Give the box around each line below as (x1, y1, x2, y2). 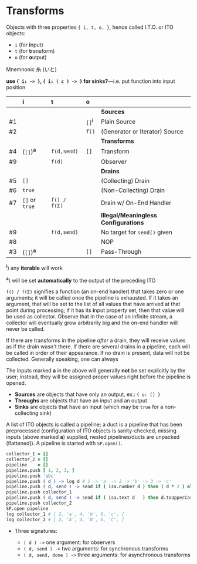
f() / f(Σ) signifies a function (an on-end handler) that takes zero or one (6, 288, 184, 295)
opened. (6, 380, 26, 387)
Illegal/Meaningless (100, 211, 157, 219)
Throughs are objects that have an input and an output (14, 397, 148, 404)
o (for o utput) (14, 53, 47, 61)
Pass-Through (100, 248, 142, 256)
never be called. (6, 325, 45, 333)
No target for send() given (100, 228, 173, 236)
